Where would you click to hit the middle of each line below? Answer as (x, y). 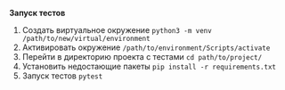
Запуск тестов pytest (62, 76)
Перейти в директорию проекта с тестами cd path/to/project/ (142, 57)
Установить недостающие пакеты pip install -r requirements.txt (149, 66)
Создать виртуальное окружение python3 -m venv (117, 30)
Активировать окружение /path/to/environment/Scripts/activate (146, 47)
